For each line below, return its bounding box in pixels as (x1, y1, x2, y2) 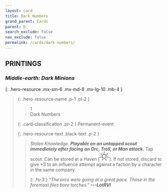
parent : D (5, 24, 26, 29)
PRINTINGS (5, 60, 42, 68)
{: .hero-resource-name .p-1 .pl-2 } (17, 96, 90, 102)
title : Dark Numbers (5, 13, 49, 19)
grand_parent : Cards (5, 19, 49, 24)
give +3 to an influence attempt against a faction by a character (30, 161, 162, 167)
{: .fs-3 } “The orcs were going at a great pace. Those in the (30, 176, 155, 182)
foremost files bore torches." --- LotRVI (30, 182, 111, 188)
